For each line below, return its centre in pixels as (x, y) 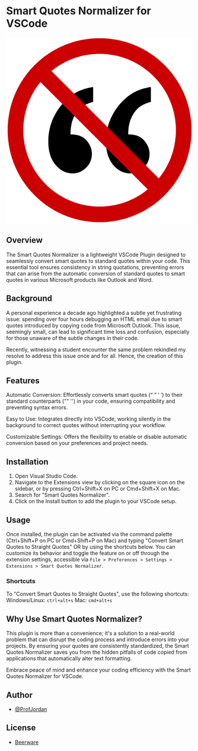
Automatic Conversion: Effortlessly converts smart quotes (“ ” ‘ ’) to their (95, 395)
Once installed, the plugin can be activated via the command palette (89, 534)
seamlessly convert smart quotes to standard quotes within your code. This (98, 261)
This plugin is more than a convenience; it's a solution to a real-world (90, 634)
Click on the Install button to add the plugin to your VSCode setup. (95, 501)
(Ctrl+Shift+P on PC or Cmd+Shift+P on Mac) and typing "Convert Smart (95, 540)
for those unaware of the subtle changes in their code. (73, 338)
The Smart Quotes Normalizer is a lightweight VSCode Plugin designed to (96, 254)
